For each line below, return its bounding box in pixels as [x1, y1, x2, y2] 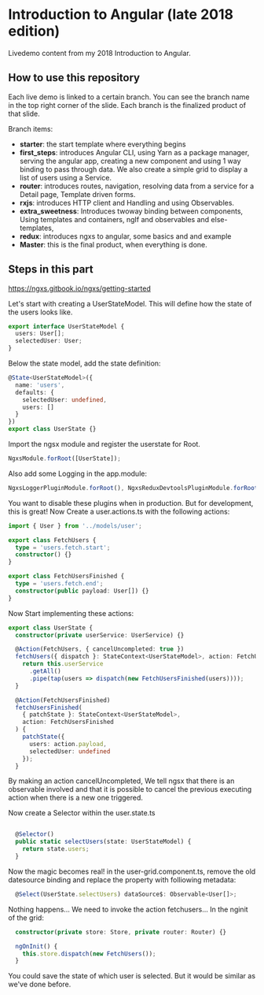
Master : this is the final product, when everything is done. [19, 239, 208, 249]
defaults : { [15, 388, 55, 396]
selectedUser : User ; [15, 337, 82, 345]
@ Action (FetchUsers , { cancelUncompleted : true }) [15, 645, 185, 653]
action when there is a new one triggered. [8, 793, 144, 803]
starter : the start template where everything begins [19, 139, 186, 149]
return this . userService [22, 660, 104, 668]
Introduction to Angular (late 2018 [8, 6, 234, 24]
